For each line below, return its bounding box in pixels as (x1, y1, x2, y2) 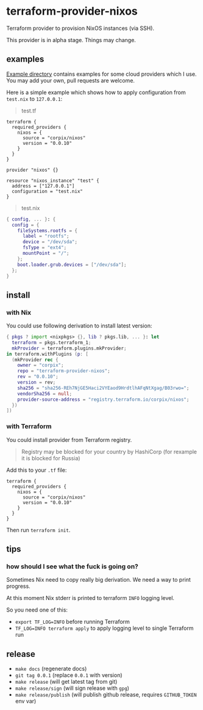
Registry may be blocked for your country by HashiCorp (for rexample (21, 448, 197, 455)
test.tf (21, 107, 37, 114)
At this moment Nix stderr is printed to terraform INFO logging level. (6, 595, 175, 602)
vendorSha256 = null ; (17, 390, 72, 397)
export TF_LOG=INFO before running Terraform (15, 618, 130, 626)
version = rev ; (17, 379, 56, 386)
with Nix (6, 308, 32, 317)
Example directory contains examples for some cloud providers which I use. (6, 70, 197, 78)
